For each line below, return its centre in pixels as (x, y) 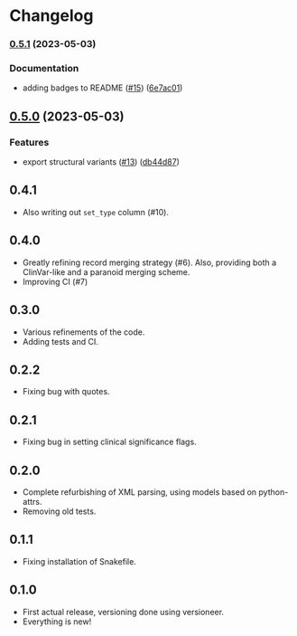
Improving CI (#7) (55, 281)
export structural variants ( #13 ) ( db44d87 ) (101, 162)
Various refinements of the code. (84, 332)
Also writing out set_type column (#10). (96, 212)
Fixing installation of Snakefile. (79, 561)
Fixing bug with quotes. (66, 392)
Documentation (44, 69)
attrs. (32, 501)
